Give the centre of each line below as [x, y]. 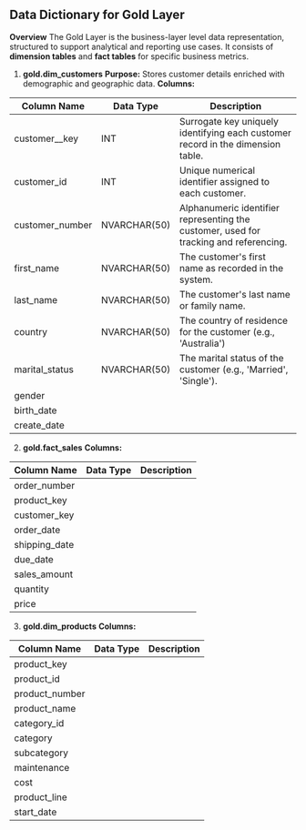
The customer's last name [235, 294]
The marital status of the [231, 358]
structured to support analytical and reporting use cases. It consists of [142, 46]
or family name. [212, 306]
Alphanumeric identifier [229, 207]
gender [30, 395]
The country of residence [234, 320]
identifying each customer [235, 133]
